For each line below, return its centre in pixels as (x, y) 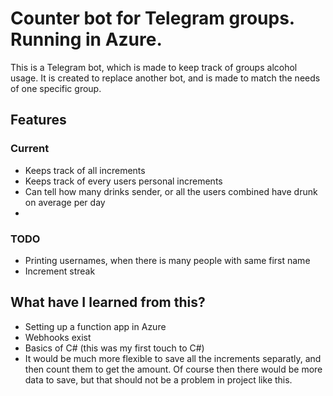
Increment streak (60, 271)
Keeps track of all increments (85, 170)
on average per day (65, 202)
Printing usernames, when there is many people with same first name (167, 260)
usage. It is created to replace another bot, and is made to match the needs (165, 78)
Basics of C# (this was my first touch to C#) (114, 348)
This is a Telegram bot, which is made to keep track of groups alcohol (154, 67)
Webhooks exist (58, 337)
